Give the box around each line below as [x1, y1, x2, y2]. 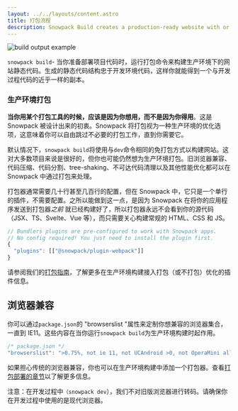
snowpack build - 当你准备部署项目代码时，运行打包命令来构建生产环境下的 [7, 57, 225, 66]
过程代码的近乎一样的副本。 [7, 75, 89, 84]
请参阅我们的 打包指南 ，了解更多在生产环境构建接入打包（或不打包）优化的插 [7, 268, 231, 277]
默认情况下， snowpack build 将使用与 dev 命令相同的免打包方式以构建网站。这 [7, 145, 229, 153]
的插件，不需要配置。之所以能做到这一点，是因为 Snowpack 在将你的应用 [7, 196, 222, 204]
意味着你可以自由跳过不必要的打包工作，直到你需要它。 [25, 130, 188, 138]
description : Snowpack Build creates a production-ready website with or [7, 23, 230, 31]
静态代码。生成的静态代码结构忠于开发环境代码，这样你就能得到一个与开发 [13, 67, 231, 75]
